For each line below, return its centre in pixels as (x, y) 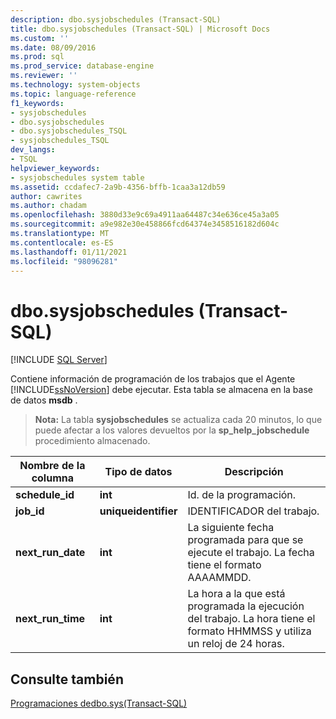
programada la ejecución (246, 606)
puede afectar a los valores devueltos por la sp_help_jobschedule (172, 430)
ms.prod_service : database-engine (82, 66)
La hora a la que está (236, 594)
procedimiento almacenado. (92, 441)
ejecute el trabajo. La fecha (251, 553)
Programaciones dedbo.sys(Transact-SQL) (99, 703)
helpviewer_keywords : (55, 168)
